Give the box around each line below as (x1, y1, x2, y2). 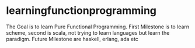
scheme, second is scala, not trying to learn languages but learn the (6, 29, 170, 36)
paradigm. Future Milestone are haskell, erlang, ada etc (6, 35, 139, 42)
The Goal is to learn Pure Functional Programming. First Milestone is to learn (6, 23, 190, 30)
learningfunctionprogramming (6, 4, 156, 17)
